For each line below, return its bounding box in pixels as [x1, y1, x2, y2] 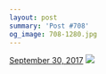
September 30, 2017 [9, 55, 84, 66]
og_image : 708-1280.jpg [9, 29, 98, 38]
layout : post [9, 12, 58, 22]
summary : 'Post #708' [9, 21, 90, 30]
